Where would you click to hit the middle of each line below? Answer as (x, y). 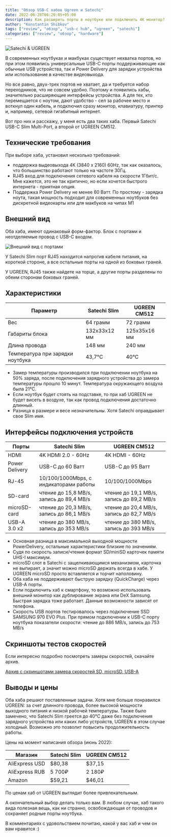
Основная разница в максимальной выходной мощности (75, 541)
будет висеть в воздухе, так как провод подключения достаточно (84, 400)
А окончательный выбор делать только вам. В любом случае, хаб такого (85, 802)
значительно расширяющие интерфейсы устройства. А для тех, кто (79, 95)
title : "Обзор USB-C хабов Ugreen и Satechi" (54, 10)
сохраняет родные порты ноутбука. (44, 813)
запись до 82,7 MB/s (130, 514)
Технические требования (48, 143)
